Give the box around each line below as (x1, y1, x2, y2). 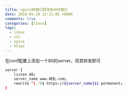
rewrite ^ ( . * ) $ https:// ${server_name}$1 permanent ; (14, 81, 123, 86)
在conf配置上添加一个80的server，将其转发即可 (5, 57, 101, 64)
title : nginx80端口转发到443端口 (5, 7, 68, 12)
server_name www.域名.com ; (14, 76, 67, 81)
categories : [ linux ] (5, 21, 47, 26)
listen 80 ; (14, 72, 36, 77)
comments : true (5, 16, 36, 21)
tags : (5, 25, 16, 30)
